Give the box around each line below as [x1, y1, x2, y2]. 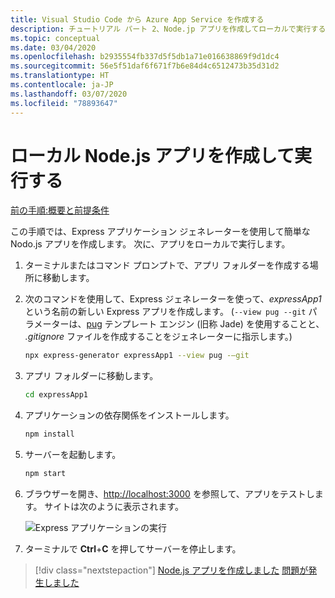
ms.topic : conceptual [10, 33, 101, 43]
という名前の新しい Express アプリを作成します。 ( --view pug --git [24, 306, 307, 318]
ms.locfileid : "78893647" [10, 98, 118, 108]
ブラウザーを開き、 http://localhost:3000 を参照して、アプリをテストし [24, 487, 315, 500]
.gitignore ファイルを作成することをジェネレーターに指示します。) [24, 331, 293, 343]
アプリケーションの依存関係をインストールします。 [24, 409, 235, 421]
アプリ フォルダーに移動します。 [24, 370, 159, 382]
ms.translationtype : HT [10, 71, 110, 81]
